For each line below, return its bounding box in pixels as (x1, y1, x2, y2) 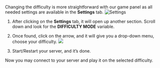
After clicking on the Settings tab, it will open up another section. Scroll (12, 19, 156, 24)
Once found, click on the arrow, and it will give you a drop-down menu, (12, 33, 155, 39)
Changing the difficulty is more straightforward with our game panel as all (5, 4, 153, 10)
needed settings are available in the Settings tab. (5, 9, 104, 15)
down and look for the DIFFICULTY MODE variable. (12, 24, 115, 29)
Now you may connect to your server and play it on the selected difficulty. (5, 57, 153, 63)
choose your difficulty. (12, 39, 57, 44)
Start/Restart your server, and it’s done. (12, 48, 91, 54)
